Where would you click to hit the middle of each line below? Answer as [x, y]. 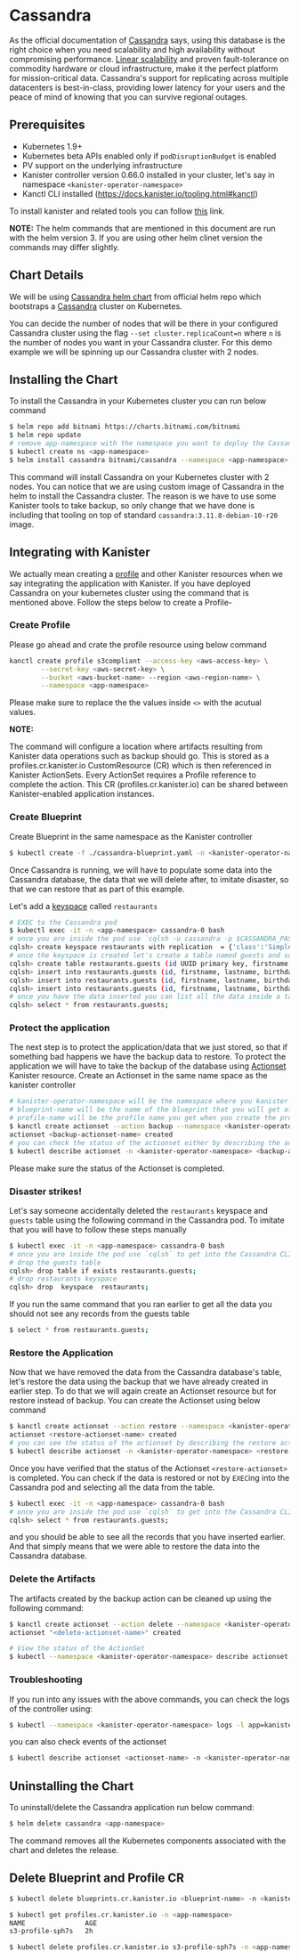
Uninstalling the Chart [72, 1786]
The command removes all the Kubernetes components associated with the [148, 1841]
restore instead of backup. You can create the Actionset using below [135, 1401]
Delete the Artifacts [53, 1579]
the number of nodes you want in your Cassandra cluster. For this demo [141, 342]
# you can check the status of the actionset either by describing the [145, 1143]
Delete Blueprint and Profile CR [97, 1879]
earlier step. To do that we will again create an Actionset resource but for [143, 1391]
